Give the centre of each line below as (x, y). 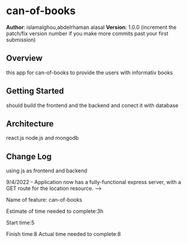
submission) (21, 40)
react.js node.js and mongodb (42, 138)
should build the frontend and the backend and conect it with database (92, 105)
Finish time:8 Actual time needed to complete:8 (63, 234)
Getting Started (35, 91)
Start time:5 (20, 223)
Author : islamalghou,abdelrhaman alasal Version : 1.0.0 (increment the (91, 27)
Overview (24, 58)
